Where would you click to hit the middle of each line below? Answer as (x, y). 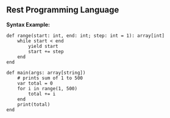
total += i (42, 94)
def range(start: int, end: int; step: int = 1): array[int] (86, 36)
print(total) (34, 104)
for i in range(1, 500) (48, 88)
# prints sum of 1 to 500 (50, 78)
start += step (46, 51)
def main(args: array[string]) (46, 73)
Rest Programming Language (63, 10)
